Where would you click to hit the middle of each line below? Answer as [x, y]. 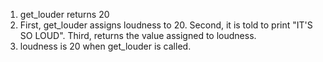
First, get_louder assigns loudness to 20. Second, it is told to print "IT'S [166, 25]
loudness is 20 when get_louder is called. [105, 46]
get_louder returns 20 [64, 14]
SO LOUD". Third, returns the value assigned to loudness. [138, 35]
